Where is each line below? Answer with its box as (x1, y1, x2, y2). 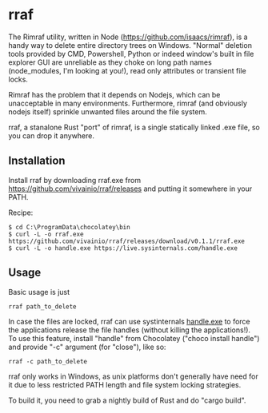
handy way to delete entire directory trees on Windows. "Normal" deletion (8, 40, 252, 50)
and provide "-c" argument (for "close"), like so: (8, 342, 166, 351)
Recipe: (8, 208, 34, 217)
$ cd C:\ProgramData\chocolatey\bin (8, 223, 130, 231)
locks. (8, 74, 28, 84)
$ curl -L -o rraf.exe (8, 230, 84, 238)
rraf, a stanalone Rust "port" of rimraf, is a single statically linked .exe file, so (8, 122, 260, 132)
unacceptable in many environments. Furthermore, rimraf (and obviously (8, 98, 248, 108)
